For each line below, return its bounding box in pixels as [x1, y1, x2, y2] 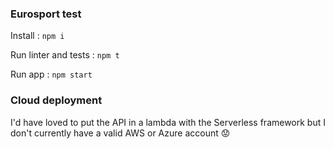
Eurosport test [10, 7, 82, 21]
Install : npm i [10, 30, 65, 42]
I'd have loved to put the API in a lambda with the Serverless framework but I [10, 116, 326, 128]
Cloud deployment [10, 93, 103, 107]
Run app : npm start [10, 68, 93, 81]
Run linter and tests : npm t [10, 49, 120, 61]
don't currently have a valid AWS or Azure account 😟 [10, 127, 231, 139]
